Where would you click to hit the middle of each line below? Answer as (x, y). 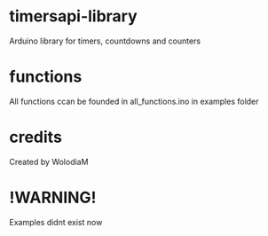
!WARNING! (53, 198)
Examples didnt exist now (56, 222)
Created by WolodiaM (49, 161)
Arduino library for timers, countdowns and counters (105, 41)
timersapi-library (73, 16)
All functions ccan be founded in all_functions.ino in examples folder (134, 101)
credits (35, 137)
